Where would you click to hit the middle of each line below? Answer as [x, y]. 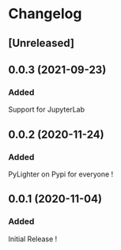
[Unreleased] [42, 43]
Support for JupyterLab [47, 110]
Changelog [45, 14]
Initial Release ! [33, 239]
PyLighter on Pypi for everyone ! [61, 174]
